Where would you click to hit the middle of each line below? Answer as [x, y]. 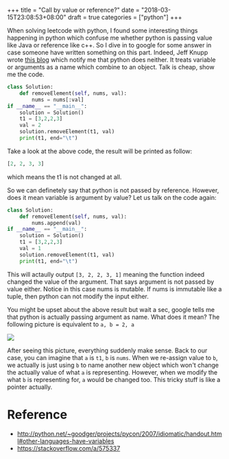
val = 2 [30, 125]
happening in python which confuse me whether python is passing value [110, 38]
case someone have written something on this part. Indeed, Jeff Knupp [108, 52]
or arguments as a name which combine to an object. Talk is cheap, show [111, 67]
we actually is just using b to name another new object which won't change [113, 365]
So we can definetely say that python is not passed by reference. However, [113, 190]
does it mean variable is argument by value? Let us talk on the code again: [112, 197]
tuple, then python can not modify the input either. [78, 296]
